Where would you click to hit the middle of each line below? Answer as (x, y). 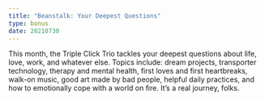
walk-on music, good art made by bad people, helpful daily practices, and (132, 80)
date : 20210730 (34, 31)
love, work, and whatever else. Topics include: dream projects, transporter (132, 62)
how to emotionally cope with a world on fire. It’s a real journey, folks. (124, 88)
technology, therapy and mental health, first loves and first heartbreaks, (128, 71)
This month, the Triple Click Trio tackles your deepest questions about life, (132, 54)
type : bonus (28, 23)
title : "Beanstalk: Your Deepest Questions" (85, 16)
